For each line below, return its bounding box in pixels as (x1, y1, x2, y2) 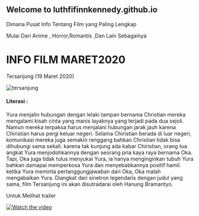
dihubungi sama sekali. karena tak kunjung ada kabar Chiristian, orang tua (6, 142, 188, 149)
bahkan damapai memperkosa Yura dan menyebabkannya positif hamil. (6, 161, 181, 168)
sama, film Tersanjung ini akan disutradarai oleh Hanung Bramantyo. (6, 180, 173, 187)
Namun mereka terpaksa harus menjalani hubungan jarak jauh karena (6, 123, 176, 130)
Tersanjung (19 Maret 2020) (6, 73, 74, 80)
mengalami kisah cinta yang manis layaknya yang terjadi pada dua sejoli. (6, 117, 184, 124)
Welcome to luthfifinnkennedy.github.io (6, 5, 158, 15)
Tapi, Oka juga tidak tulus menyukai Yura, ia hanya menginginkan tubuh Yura (6, 155, 194, 162)
